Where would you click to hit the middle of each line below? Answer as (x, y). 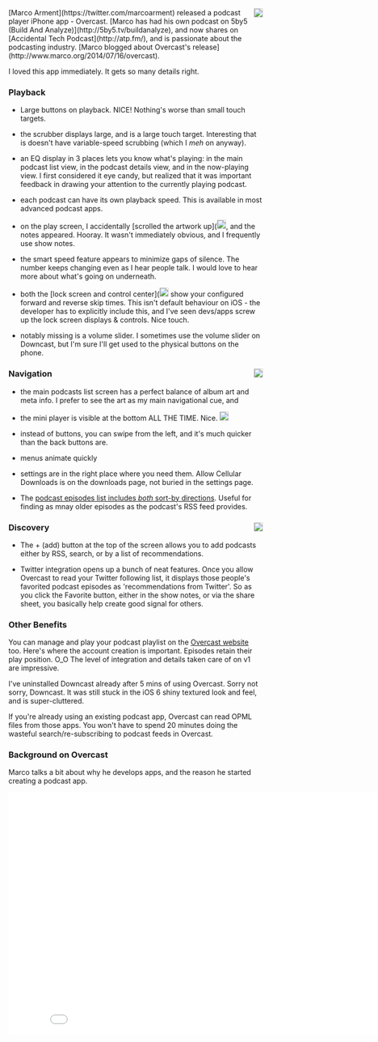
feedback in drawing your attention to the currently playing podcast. (133, 185)
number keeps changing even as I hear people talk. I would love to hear (139, 268)
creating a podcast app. (48, 781)
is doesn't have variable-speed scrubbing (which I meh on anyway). (133, 143)
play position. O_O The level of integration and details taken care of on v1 (130, 660)
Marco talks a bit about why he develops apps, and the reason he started (130, 772)
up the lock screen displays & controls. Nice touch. (105, 320)
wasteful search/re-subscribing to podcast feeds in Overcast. (111, 734)
